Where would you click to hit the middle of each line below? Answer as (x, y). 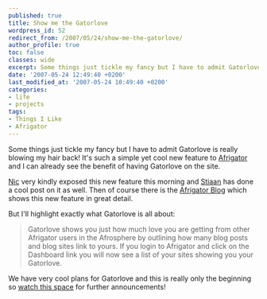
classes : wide (32, 60)
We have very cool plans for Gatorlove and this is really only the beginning (130, 278)
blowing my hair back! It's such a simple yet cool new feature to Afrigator (128, 157)
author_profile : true (44, 45)
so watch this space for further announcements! (87, 286)
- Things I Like (35, 119)
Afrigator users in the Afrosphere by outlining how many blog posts (138, 237)
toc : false (26, 52)
